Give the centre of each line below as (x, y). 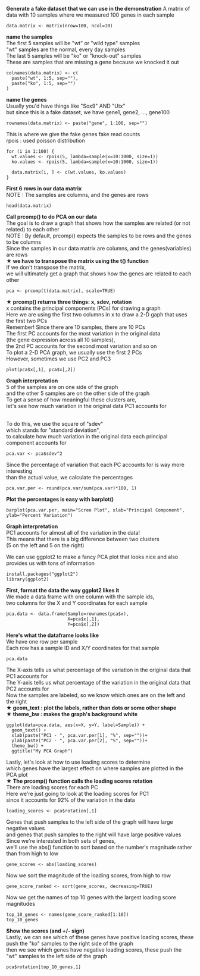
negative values (26, 828)
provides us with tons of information (51, 563)
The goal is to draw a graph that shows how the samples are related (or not (98, 223)
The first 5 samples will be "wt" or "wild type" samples (73, 43)
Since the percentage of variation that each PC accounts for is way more (95, 465)
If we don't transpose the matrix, (46, 267)
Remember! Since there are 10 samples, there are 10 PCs (76, 327)
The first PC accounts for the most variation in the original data (83, 333)
